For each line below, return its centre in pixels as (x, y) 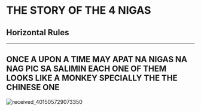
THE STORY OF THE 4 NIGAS (79, 10)
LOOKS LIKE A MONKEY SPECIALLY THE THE (92, 78)
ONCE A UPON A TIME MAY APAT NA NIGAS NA (97, 59)
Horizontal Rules (38, 33)
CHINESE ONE (33, 87)
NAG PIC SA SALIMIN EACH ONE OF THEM (86, 69)
